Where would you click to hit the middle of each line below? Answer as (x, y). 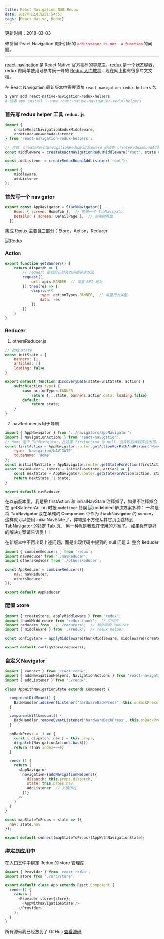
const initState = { (26, 355)
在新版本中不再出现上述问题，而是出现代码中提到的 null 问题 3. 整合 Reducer (82, 542)
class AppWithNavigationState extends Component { (58, 689)
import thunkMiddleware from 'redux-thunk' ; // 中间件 (62, 621)
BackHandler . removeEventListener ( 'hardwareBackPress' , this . (77, 720)
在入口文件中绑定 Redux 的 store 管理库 (45, 862)
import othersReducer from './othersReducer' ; (53, 561)
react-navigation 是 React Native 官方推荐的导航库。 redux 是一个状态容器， (81, 65)
